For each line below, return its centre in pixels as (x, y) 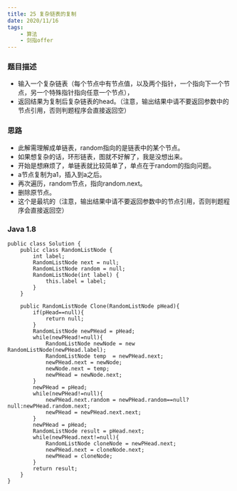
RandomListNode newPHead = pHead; (84, 331)
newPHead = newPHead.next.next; (93, 412)
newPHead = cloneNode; (79, 456)
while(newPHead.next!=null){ (76, 437)
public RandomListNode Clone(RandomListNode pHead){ (100, 307)
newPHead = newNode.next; (84, 375)
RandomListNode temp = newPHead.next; (104, 356)
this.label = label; (76, 282)
